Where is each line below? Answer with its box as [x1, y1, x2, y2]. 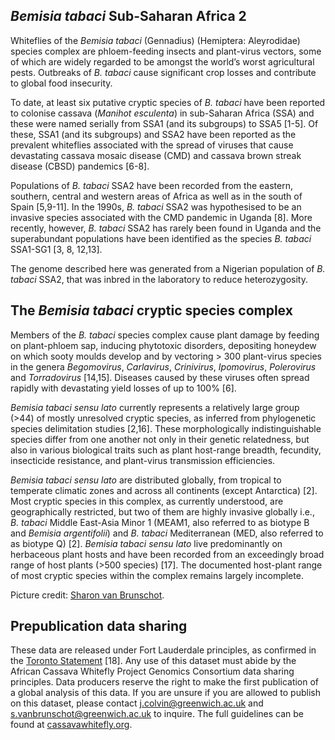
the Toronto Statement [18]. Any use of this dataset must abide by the [10, 655, 297, 667]
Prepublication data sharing [10, 618, 188, 635]
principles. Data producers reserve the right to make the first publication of [10, 676, 320, 688]
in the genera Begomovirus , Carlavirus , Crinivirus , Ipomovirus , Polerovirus [10, 360, 317, 373]
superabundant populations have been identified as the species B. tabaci [10, 232, 312, 244]
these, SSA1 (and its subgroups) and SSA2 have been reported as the [10, 128, 297, 140]
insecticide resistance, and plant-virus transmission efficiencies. [10, 454, 276, 466]
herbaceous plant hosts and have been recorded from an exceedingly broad [10, 548, 325, 560]
